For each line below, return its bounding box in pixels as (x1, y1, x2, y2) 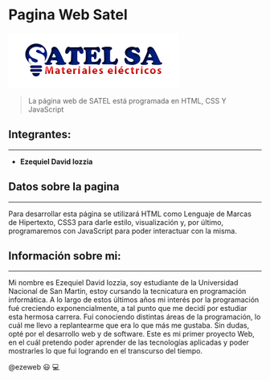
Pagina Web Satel (8, 6, 129, 24)
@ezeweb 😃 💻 (8, 362, 60, 372)
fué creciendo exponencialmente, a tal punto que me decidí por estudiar (8, 304, 247, 313)
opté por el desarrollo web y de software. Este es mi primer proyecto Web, (8, 329, 255, 339)
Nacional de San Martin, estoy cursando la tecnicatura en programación (8, 287, 247, 296)
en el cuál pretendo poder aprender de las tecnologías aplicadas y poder (8, 337, 249, 347)
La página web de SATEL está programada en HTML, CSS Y (27, 96, 227, 105)
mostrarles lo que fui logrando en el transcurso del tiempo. (8, 346, 203, 356)
